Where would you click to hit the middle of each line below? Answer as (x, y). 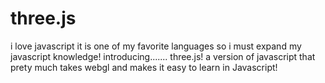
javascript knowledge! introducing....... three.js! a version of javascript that (163, 56)
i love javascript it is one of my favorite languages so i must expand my (156, 46)
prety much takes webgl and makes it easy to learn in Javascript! (144, 67)
